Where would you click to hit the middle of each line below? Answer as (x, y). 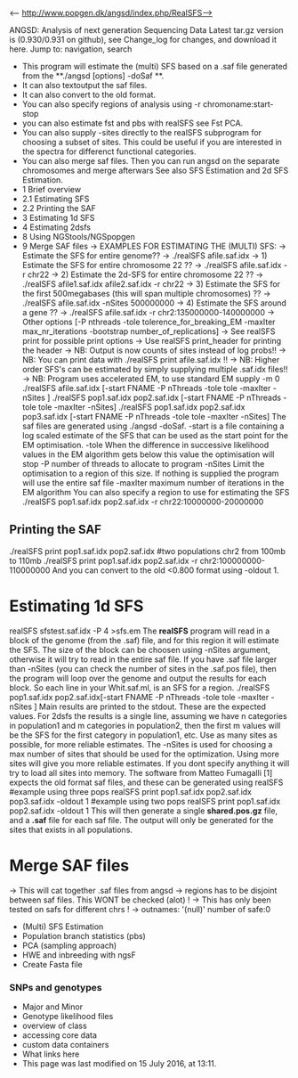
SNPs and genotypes (56, 987)
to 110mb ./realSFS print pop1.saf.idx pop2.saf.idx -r (104, 560)
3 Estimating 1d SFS (58, 218)
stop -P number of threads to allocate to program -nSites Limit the (143, 464)
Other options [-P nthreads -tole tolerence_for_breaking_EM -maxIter (149, 322)
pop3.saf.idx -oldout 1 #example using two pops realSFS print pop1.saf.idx (145, 801)
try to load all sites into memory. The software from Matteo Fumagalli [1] (141, 772)
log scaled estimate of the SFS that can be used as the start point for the (155, 435)
